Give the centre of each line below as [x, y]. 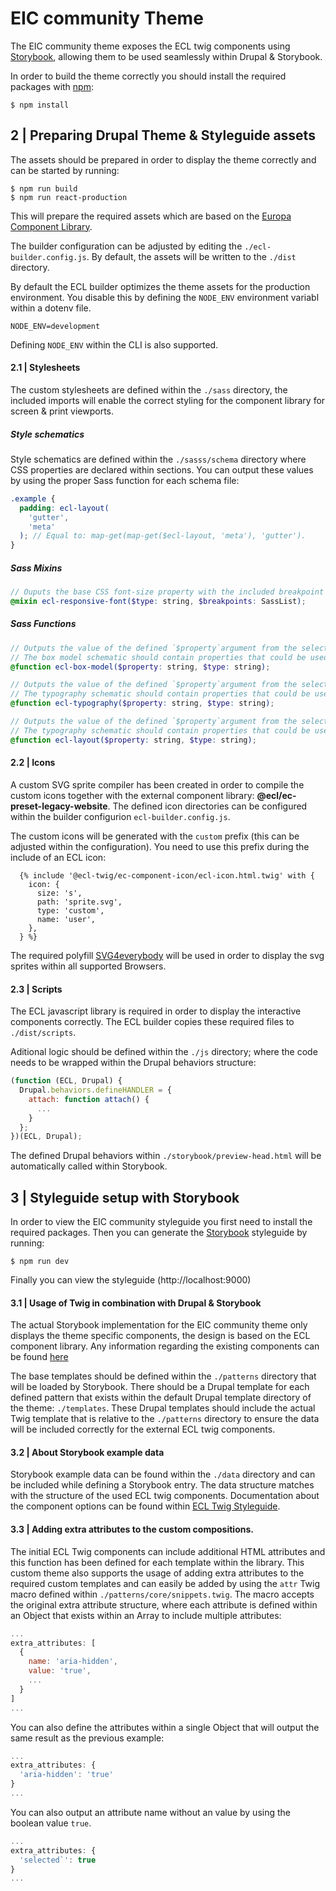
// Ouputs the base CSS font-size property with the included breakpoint [167, 592]
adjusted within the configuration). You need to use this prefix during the [160, 846]
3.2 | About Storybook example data [87, 1452]
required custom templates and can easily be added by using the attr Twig [165, 1583]
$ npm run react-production [69, 197]
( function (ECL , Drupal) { [66, 1081]
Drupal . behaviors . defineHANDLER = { [95, 1090]
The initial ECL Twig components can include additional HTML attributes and [168, 1551]
